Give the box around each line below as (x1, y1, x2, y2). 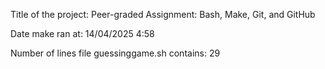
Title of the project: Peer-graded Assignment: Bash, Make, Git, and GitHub (10, 9, 316, 20)
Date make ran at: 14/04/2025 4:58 (10, 28, 155, 39)
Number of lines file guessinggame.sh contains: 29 (10, 47, 221, 59)
